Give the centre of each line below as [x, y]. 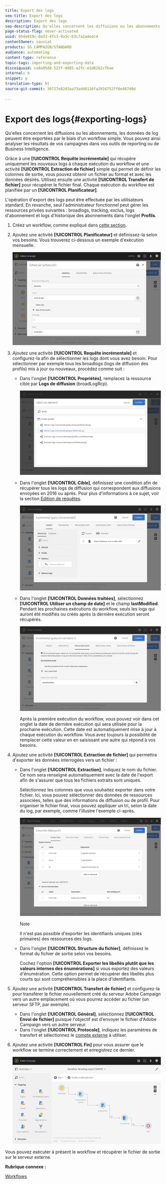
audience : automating [27, 52]
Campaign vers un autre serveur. [53, 1025]
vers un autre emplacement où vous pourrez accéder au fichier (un [81, 999]
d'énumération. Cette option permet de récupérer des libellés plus [87, 974]
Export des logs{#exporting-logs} [76, 119]
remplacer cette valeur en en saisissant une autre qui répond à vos [87, 740]
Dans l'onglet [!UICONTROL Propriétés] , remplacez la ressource [85, 379]
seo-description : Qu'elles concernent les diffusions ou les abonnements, [84, 26]
